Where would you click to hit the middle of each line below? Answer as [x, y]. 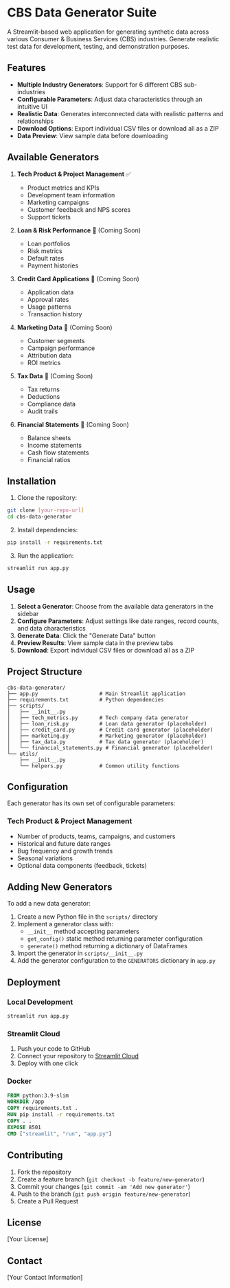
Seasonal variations [45, 858]
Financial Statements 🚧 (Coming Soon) [73, 424]
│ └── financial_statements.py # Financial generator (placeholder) [110, 747]
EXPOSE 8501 [24, 1127]
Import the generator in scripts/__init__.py [80, 953]
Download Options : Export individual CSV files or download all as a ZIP [118, 128]
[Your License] [28, 1239]
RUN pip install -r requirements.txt [61, 1115]
